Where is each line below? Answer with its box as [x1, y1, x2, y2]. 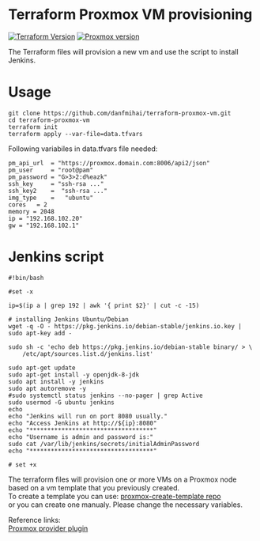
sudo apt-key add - [8, 329, 73, 337]
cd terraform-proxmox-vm [8, 116, 90, 124]
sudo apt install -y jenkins [8, 377, 104, 385]
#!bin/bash [8, 274, 44, 282]
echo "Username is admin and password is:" [8, 433, 154, 441]
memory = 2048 [8, 207, 55, 215]
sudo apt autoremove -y [8, 384, 87, 392]
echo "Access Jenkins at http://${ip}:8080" [8, 419, 157, 427]
